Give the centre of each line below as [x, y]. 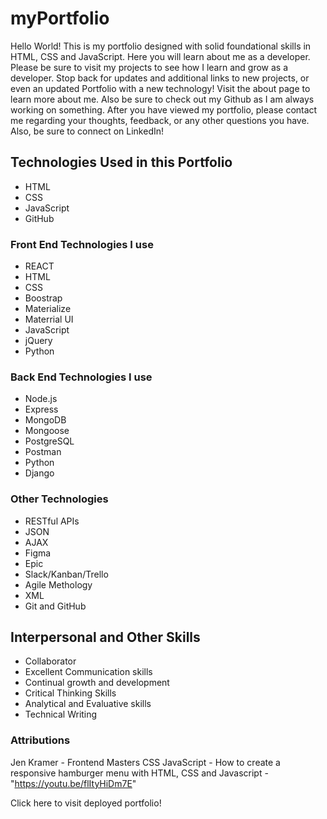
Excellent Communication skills [88, 672]
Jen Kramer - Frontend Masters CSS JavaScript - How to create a [145, 762]
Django [39, 473]
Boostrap [43, 298]
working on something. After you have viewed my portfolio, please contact [164, 109]
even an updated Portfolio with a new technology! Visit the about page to [160, 88]
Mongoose [47, 431]
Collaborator [50, 661]
